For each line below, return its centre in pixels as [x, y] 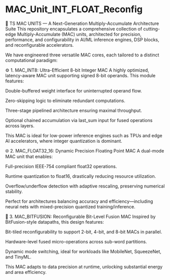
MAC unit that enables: [29, 157]
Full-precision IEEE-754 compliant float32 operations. [61, 166]
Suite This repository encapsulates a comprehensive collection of [74, 28]
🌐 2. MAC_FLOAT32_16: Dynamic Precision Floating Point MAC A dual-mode [85, 150]
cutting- [151, 28]
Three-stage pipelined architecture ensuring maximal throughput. [74, 110]
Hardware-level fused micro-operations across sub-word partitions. [76, 241]
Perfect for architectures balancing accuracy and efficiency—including [79, 201]
